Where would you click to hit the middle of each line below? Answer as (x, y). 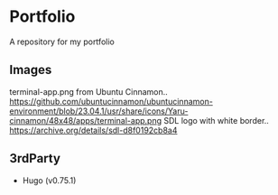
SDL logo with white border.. (216, 120)
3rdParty (35, 158)
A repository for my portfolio (62, 42)
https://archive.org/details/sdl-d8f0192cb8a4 (93, 130)
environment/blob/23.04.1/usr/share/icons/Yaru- (99, 111)
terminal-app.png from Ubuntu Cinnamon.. (89, 91)
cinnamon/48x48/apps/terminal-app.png (86, 120)
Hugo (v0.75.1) (49, 180)
